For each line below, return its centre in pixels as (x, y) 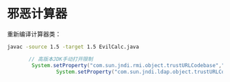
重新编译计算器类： (34, 34)
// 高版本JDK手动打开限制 (61, 59)
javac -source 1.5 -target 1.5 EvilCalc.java (73, 47)
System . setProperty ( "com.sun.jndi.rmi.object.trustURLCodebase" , (127, 65)
